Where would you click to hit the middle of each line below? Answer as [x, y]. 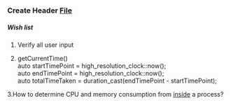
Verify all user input [45, 45]
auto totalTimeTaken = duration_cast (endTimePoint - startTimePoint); [117, 80]
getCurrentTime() [42, 58]
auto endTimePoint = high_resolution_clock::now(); [91, 73]
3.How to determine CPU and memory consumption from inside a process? [115, 94]
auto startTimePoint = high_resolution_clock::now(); [92, 66]
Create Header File [40, 10]
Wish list [20, 27]
